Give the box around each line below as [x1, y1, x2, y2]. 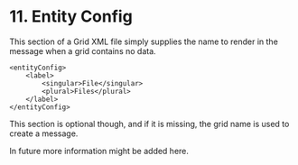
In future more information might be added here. [9, 145, 190, 156]
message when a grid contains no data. [9, 45, 156, 56]
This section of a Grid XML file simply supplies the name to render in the [9, 36, 278, 47]
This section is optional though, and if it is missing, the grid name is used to [9, 118, 290, 129]
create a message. [9, 128, 79, 139]
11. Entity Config [9, 6, 133, 27]
